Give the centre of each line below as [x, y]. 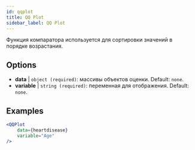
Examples [25, 111]
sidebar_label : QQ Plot [36, 23]
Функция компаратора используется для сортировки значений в [89, 40]
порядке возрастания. [35, 46]
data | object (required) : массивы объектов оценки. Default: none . [99, 79]
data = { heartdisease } [42, 130]
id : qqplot [20, 12]
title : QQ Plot [25, 17]
